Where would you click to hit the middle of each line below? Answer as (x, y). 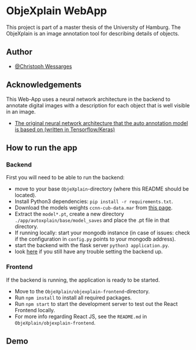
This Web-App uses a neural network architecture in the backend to (88, 99)
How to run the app (42, 148)
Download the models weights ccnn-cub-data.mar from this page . (93, 208)
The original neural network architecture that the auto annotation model (101, 123)
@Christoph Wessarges (43, 66)
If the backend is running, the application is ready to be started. (83, 280)
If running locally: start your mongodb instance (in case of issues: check (102, 233)
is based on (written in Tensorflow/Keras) (65, 129)
